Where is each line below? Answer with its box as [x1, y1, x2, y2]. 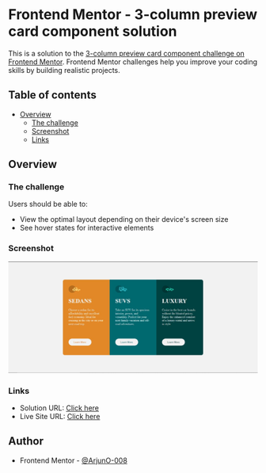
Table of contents [8, 89, 97, 102]
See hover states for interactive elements [19, 223, 154, 233]
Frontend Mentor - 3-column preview [8, 6, 258, 24]
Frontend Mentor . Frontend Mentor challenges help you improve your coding [8, 57, 258, 67]
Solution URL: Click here [19, 402, 100, 413]
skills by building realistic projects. [8, 65, 120, 74]
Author [8, 434, 44, 448]
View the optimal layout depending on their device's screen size [19, 215, 229, 224]
